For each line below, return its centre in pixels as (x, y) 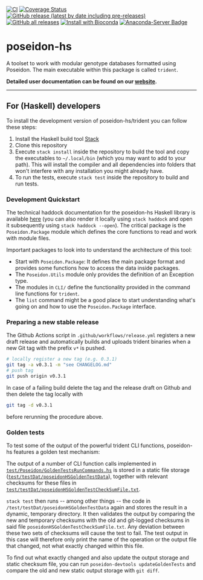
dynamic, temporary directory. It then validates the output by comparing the (101, 514)
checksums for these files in (41, 483)
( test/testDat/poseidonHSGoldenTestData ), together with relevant (87, 477)
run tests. (27, 184)
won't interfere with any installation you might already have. (89, 171)
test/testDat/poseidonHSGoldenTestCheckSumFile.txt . (73, 489)
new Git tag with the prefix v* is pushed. (56, 348)
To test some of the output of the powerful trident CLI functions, (86, 446)
